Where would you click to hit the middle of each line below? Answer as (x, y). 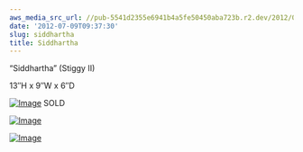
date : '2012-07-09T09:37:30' (64, 26)
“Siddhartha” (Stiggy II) (52, 68)
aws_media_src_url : (46, 18)
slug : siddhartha (42, 34)
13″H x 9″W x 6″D (42, 85)
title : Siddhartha (44, 43)
